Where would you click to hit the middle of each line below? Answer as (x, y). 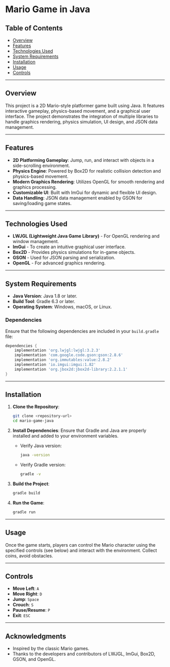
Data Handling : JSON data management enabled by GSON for (77, 198)
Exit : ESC (21, 616)
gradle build (26, 493)
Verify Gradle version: (43, 465)
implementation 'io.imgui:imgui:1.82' (55, 365)
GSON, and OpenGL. (34, 659)
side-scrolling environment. (41, 165)
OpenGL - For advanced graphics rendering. (59, 263)
